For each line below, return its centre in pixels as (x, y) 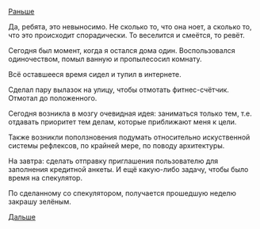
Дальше (22, 217)
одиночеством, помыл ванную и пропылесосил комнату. (105, 59)
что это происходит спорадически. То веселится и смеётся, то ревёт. (126, 35)
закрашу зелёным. (40, 202)
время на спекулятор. (46, 178)
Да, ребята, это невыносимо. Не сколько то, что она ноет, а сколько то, (130, 27)
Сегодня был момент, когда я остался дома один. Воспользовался (122, 50)
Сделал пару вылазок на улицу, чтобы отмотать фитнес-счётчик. (119, 90)
